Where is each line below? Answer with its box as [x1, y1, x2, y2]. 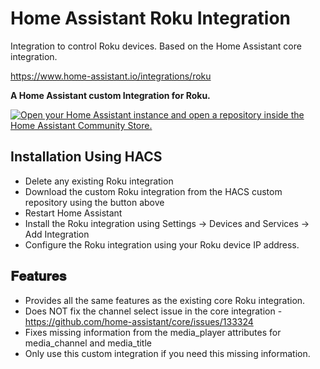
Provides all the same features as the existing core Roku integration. [24, 294, 306, 306]
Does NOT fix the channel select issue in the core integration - [24, 305, 283, 317]
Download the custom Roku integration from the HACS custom [24, 185, 283, 197]
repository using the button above [24, 196, 165, 208]
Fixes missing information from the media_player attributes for [24, 326, 282, 338]
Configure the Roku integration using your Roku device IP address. [24, 238, 300, 251]
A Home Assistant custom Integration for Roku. [10, 89, 211, 101]
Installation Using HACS [10, 148, 163, 166]
